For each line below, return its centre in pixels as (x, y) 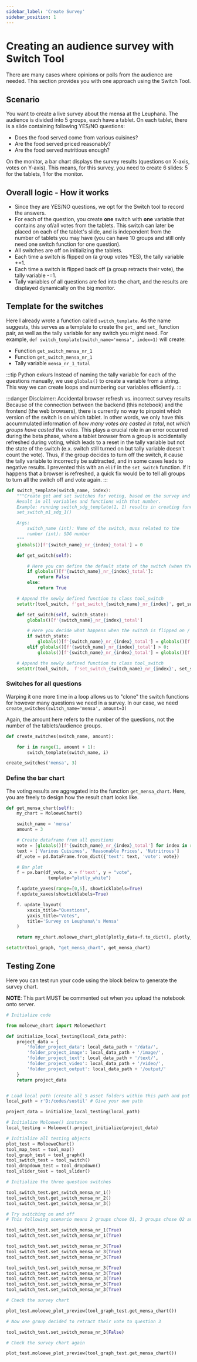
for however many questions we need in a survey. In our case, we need (92, 703)
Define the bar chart (35, 778)
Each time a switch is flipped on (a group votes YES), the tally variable (99, 257)
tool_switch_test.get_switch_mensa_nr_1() (59, 1192)
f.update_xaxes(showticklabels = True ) (63, 894)
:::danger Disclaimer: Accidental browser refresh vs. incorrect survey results (98, 398)
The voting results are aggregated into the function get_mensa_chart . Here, (96, 791)
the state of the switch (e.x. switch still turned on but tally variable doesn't (95, 448)
